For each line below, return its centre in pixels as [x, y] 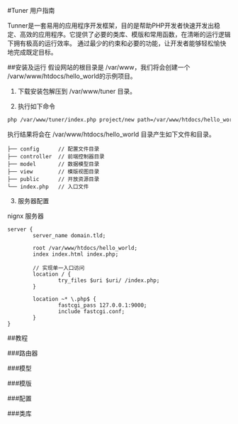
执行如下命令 [36, 106]
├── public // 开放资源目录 [53, 179]
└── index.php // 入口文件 [48, 187]
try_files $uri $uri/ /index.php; [109, 280]
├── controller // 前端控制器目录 [56, 156]
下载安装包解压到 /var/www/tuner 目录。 [77, 91]
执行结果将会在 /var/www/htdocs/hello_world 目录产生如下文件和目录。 [112, 134]
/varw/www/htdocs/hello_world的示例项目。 [72, 76]
